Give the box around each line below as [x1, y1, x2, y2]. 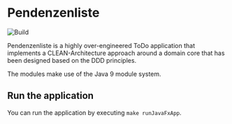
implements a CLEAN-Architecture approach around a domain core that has [7, 49, 225, 57]
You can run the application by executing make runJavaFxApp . [7, 108, 182, 116]
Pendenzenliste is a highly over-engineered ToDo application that [7, 41, 196, 49]
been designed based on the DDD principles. [7, 56, 137, 64]
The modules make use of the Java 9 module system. [7, 70, 162, 78]
